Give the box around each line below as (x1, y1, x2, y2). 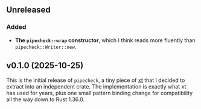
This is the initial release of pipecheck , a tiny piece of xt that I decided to (6, 76, 185, 84)
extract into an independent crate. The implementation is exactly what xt (6, 83, 187, 90)
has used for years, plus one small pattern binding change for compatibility (6, 89, 193, 96)
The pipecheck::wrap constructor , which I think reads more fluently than (14, 36, 196, 44)
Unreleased (6, 5, 51, 15)
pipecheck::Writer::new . (14, 43, 77, 50)
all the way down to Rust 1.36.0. (6, 96, 85, 103)
